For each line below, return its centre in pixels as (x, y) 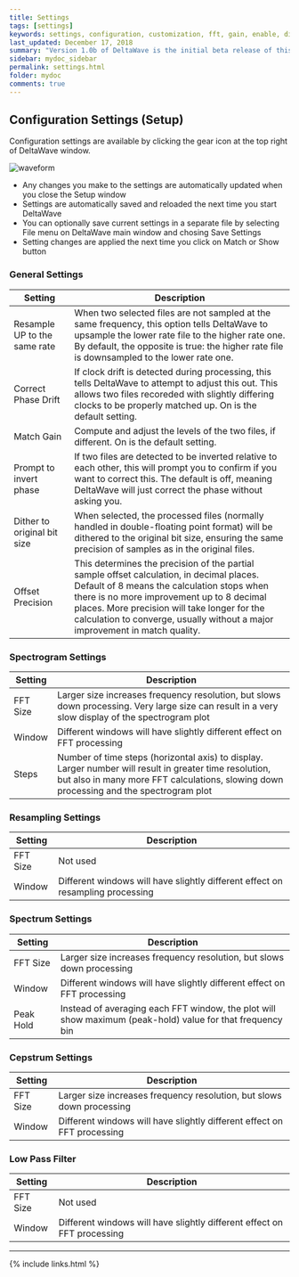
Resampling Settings (55, 817)
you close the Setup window (74, 195)
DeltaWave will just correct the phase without (168, 489)
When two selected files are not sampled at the (173, 313)
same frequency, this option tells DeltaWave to (171, 323)
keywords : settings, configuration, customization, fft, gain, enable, (145, 34)
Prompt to (34, 467)
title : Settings (39, 17)
